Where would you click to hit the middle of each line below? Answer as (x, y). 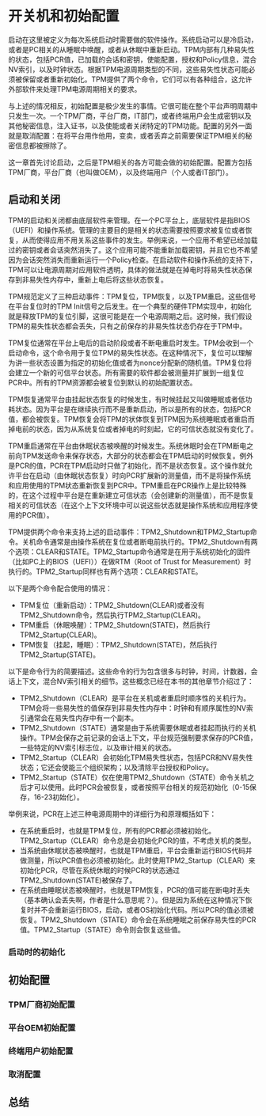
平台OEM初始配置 (42, 1027)
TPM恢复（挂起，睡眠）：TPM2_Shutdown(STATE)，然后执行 (118, 644)
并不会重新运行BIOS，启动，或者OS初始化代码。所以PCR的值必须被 (144, 909)
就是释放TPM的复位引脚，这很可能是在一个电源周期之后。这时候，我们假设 (130, 316)
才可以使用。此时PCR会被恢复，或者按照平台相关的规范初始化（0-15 (138, 787)
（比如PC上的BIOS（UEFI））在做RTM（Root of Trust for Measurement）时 (130, 561)
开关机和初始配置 (64, 16)
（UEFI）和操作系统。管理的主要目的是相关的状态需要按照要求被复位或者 (127, 230)
